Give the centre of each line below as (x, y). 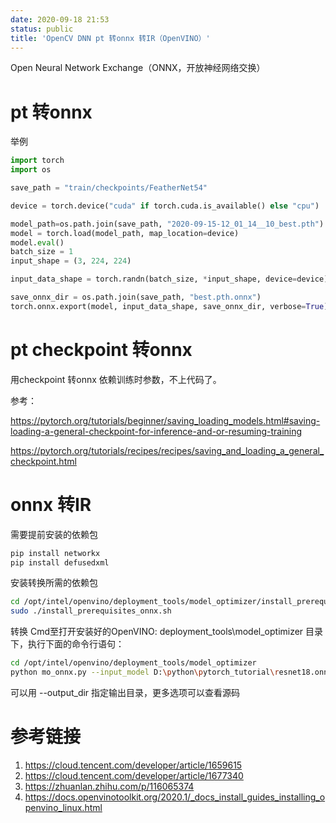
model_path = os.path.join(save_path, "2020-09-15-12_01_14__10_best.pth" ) (167, 224)
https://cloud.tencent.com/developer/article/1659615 (133, 765)
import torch (37, 161)
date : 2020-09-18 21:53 (60, 19)
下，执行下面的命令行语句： (67, 644)
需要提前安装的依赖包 (54, 534)
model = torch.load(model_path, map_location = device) (125, 233)
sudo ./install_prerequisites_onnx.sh (91, 611)
